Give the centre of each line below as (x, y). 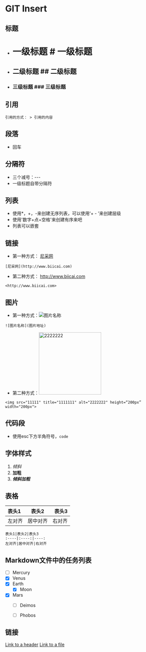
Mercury (21, 573)
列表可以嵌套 (25, 226)
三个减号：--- (26, 177)
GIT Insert (26, 9)
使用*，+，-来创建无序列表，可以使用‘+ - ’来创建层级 (67, 214)
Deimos (28, 605)
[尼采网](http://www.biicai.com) (39, 267)
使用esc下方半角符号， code (40, 436)
